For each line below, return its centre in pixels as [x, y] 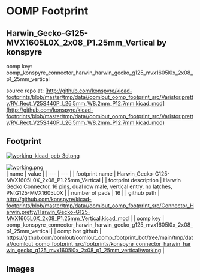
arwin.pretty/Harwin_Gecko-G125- [49, 212]
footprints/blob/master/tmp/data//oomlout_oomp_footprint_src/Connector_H [100, 206]
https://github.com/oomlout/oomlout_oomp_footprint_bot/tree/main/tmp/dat [100, 237]
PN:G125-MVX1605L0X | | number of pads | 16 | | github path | [83, 192]
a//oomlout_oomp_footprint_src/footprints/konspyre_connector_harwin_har [99, 243]
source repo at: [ [27, 91]
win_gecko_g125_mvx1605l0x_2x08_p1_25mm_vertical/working [84, 250]
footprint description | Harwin [145, 180]
